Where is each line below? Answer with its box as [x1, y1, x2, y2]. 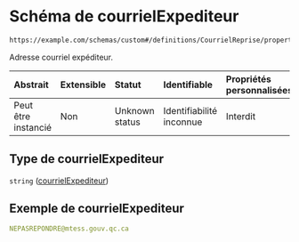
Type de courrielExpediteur [9, 151, 165, 166]
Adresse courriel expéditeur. [9, 52, 114, 62]
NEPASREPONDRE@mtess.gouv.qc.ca [9, 224, 129, 233]
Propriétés [225, 73, 271, 85]
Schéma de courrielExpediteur [9, 6, 239, 27]
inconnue [163, 116, 203, 128]
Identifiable [163, 78, 214, 91]
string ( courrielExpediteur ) [9, 175, 109, 186]
